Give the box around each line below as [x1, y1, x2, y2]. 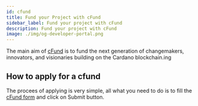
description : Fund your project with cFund [6, 25, 117, 32]
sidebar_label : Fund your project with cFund [6, 20, 122, 26]
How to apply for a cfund [6, 71, 101, 81]
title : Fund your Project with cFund [6, 14, 101, 20]
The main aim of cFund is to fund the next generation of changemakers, [6, 47, 185, 54]
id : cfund [6, 8, 31, 15]
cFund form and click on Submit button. [6, 93, 104, 101]
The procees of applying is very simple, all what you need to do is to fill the [6, 87, 193, 94]
